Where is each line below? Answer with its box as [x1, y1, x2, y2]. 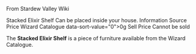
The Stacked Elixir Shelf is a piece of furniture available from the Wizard [6, 35, 186, 41]
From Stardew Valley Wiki [6, 5, 70, 12]
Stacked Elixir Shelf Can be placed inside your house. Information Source [6, 17, 187, 23]
